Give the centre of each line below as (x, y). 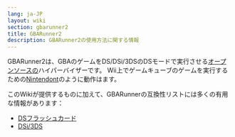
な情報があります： (36, 103)
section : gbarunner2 (38, 27)
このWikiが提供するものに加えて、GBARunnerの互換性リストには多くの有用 (118, 94)
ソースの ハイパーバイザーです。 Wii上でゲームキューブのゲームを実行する (121, 70)
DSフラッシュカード (47, 119)
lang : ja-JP (25, 14)
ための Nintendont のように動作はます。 (64, 80)
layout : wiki (27, 21)
